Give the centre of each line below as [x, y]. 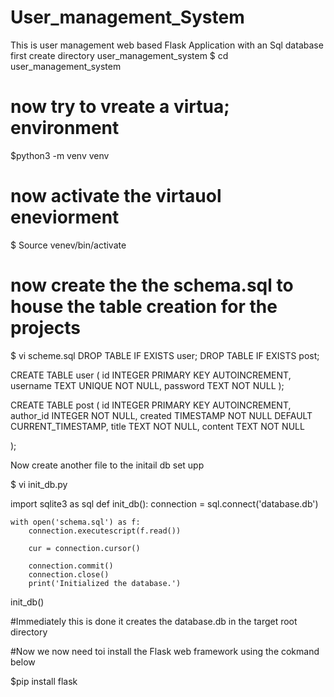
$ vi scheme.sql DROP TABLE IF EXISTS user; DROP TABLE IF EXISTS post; [165, 355]
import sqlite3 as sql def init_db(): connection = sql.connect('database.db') [164, 503]
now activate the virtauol [116, 196]
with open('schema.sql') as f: [75, 522]
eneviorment [65, 217]
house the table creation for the [144, 307]
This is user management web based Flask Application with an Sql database [167, 45]
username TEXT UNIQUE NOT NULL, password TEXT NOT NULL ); [147, 385]
